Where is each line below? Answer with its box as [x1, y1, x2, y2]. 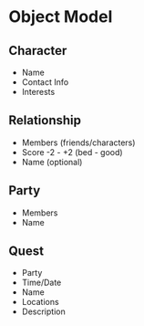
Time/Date [21, 277, 62, 289]
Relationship [8, 112, 82, 129]
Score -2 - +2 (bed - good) [21, 146, 124, 157]
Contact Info [21, 77, 69, 88]
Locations [21, 297, 60, 308]
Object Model [8, 6, 113, 27]
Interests [21, 87, 56, 97]
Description [21, 306, 66, 317]
